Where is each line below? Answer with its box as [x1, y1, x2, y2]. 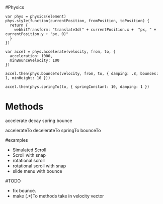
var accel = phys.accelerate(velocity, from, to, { [5, 49, 116, 54]
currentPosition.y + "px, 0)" [5, 32, 69, 37]
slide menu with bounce [12, 168, 62, 174]
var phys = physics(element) [5, 14, 66, 19]
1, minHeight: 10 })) [5, 75, 51, 80]
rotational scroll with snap [12, 163, 66, 169]
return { [10, 23, 28, 28]
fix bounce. [12, 187, 36, 193]
